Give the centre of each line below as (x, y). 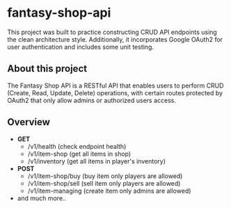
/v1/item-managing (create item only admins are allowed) (109, 191)
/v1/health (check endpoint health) (77, 146)
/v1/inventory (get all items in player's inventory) (96, 161)
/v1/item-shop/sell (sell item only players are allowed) (104, 183)
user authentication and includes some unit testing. (81, 47)
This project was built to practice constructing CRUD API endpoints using (112, 32)
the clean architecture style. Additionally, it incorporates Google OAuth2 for (115, 39)
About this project (47, 69)
